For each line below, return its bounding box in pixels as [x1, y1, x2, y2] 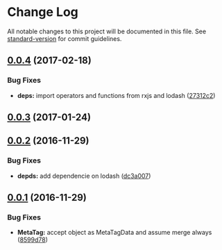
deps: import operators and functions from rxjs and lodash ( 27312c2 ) [17, 91, 216, 99]
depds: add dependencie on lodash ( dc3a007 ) [17, 172, 151, 180]
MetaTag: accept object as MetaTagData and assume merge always [17, 228, 212, 237]
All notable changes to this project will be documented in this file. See [7, 27, 207, 35]
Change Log [7, 4, 78, 20]
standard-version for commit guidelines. [7, 34, 122, 42]
